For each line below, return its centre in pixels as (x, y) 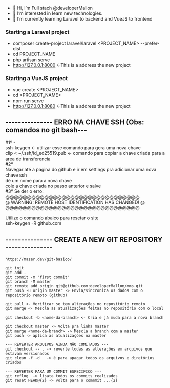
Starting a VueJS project (37, 79)
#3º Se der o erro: (24, 191)
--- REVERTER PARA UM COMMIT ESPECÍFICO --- (54, 372)
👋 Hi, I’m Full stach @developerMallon (53, 8)
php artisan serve (31, 60)
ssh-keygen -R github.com (34, 223)
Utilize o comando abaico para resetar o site (52, 218)
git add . (16, 273)
